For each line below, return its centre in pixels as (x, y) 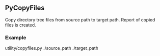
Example (16, 37)
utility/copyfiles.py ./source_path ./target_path (52, 48)
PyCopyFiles (25, 8)
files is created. (21, 25)
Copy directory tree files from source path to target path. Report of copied (80, 19)
